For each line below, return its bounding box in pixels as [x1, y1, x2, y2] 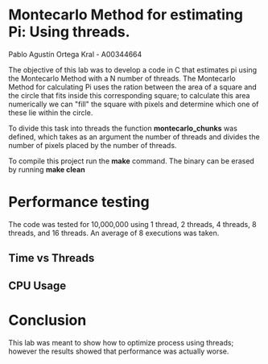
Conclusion [8, 311, 87, 329]
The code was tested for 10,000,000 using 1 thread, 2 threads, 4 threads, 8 [8, 219, 257, 229]
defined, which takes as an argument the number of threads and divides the [8, 131, 260, 142]
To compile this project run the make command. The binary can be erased [8, 155, 255, 166]
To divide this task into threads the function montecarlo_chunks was [8, 123, 237, 133]
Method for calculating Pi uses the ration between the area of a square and [8, 82, 258, 92]
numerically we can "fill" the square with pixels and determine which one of [8, 99, 259, 109]
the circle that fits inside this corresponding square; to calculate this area [8, 90, 250, 100]
